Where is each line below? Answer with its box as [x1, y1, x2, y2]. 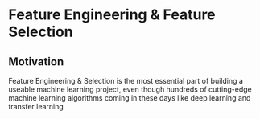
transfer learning [8, 102, 64, 111]
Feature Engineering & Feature [8, 6, 216, 24]
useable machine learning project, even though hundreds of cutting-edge [8, 84, 252, 94]
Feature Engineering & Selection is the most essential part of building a [8, 76, 244, 85]
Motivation [8, 55, 64, 68]
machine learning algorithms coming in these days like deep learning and [8, 93, 251, 102]
